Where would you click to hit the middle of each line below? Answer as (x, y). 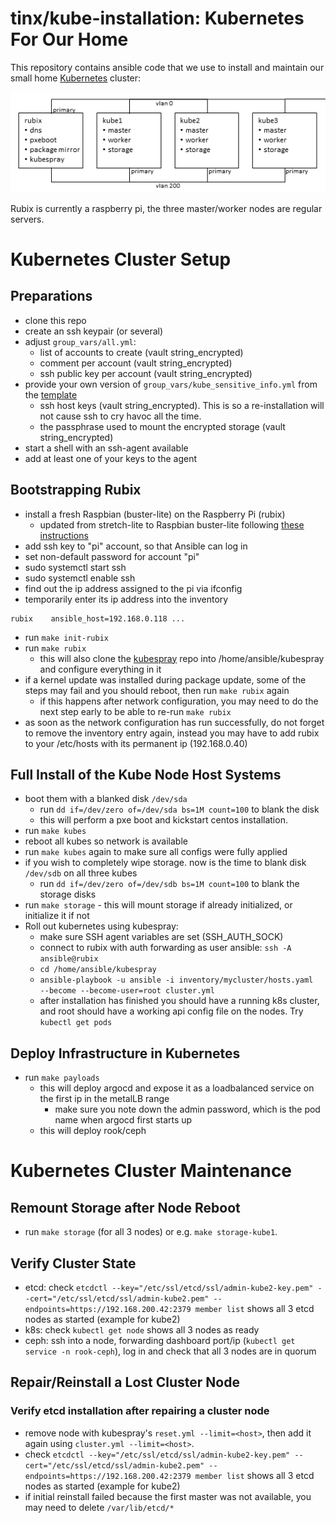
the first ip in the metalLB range (104, 1099)
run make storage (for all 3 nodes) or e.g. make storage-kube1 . (151, 1232)
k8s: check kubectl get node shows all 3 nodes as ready (142, 1330)
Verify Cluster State (73, 1263)
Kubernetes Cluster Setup (121, 259)
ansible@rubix (69, 959)
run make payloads (62, 1078)
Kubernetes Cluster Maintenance (151, 1171)
